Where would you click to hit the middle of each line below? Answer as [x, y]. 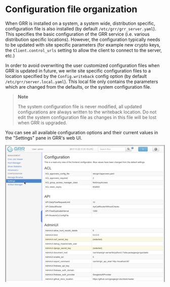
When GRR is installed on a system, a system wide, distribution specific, [80, 23]
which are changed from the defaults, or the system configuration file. [78, 87]
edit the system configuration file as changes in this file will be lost [87, 117]
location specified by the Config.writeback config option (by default [76, 76]
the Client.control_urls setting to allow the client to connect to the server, [83, 50]
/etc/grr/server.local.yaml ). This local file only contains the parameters [82, 81]
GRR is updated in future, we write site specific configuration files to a [78, 71]
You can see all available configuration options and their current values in [82, 132]
